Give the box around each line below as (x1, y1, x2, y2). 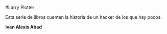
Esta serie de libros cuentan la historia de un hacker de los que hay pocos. (5, 14, 162, 20)
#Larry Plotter (5, 5, 35, 10)
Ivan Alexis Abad (5, 24, 42, 30)
